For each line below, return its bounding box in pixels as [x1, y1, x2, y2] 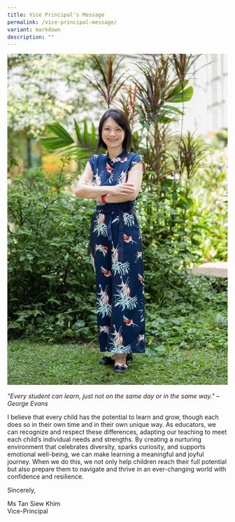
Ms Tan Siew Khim [7, 499, 61, 507]
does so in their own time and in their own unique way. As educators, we [7, 420, 217, 428]
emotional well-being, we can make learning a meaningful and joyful [7, 450, 204, 458]
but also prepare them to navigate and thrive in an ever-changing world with [7, 465, 227, 473]
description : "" [7, 34, 55, 41]
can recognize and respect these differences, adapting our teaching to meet [7, 428, 227, 436]
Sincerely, [7, 486, 36, 494]
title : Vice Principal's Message [7, 11, 105, 18]
